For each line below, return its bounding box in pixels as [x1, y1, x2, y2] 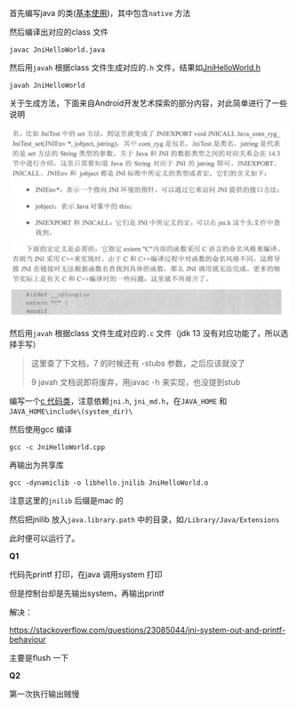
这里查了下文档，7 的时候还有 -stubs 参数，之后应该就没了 [30, 358, 246, 369]
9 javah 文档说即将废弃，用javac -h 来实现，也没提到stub [30, 377, 241, 388]
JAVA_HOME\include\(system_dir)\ [9, 407, 133, 416]
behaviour [9, 634, 46, 645]
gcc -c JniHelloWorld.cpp [9, 443, 105, 452]
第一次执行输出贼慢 [9, 688, 80, 700]
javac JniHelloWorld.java [9, 45, 105, 54]
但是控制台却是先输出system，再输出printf [9, 588, 165, 599]
